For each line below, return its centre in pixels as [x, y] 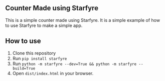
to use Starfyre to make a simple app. [44, 25]
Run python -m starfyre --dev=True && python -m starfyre [74, 64]
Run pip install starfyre [40, 58]
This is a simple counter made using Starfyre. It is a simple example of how [83, 20]
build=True [24, 68]
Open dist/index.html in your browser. [53, 73]
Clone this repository [34, 53]
